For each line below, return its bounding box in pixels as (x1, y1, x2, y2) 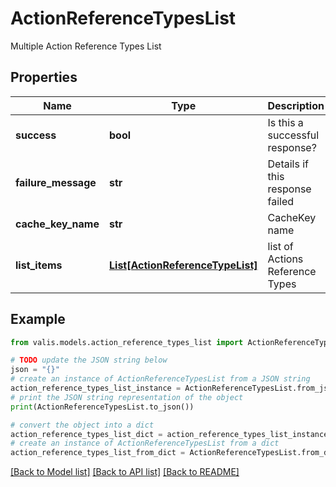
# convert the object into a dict (10, 420, 155, 430)
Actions (267, 252, 304, 266)
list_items (15, 258, 63, 272)
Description (267, 98, 325, 112)
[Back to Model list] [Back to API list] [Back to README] (10, 466, 240, 478)
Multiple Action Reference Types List (10, 40, 162, 52)
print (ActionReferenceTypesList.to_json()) (10, 402, 195, 412)
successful (267, 128, 320, 142)
